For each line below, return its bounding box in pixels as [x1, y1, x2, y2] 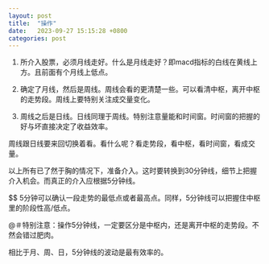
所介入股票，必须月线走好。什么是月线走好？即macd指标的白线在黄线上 [19, 57, 258, 67]
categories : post [8, 34, 67, 43]
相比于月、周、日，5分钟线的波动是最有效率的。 [8, 247, 168, 258]
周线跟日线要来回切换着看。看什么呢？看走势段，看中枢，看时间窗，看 [8, 138, 242, 149]
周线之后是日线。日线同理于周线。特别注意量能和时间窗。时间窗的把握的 [19, 112, 260, 122]
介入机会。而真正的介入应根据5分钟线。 [8, 176, 140, 186]
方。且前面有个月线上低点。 [19, 68, 113, 77]
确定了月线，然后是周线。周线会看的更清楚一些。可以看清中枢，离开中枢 [19, 85, 260, 94]
